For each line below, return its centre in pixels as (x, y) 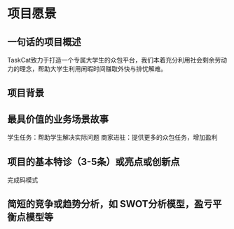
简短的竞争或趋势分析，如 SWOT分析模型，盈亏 (110, 204)
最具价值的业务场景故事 (58, 119)
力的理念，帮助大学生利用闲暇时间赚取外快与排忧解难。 (87, 69)
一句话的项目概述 (44, 42)
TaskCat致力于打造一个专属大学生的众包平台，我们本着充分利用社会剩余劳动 (117, 60)
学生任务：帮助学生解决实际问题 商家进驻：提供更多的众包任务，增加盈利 (112, 138)
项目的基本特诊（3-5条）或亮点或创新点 (94, 162)
